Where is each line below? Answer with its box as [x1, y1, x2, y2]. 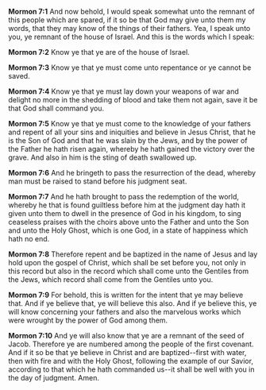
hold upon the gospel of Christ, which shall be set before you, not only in [8, 258, 246, 267]
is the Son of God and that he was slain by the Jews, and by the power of [8, 136, 248, 145]
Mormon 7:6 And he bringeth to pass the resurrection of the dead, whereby [8, 168, 256, 177]
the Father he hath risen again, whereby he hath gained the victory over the [8, 145, 256, 153]
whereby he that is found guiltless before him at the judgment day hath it [8, 200, 246, 210]
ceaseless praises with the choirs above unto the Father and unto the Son [8, 218, 249, 226]
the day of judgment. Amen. [8, 373, 99, 382]
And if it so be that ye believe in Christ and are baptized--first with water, [8, 348, 247, 357]
